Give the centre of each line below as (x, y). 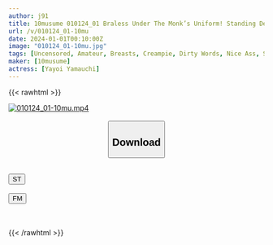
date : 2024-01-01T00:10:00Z (56, 39)
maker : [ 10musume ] (39, 62)
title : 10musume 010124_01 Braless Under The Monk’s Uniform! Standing (132, 24)
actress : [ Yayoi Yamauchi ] (54, 69)
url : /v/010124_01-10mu (49, 31)
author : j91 (28, 16)
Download (136, 142)
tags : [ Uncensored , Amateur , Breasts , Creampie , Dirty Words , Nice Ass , (134, 54)
